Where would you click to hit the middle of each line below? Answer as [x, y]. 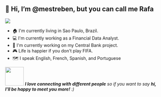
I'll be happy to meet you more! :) [40, 89]
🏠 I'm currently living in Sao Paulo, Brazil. [55, 31]
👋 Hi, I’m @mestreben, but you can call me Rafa [80, 9]
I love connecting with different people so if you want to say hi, [90, 84]
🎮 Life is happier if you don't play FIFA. [53, 50]
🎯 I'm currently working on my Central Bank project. [65, 45]
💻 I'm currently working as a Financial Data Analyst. [66, 38]
